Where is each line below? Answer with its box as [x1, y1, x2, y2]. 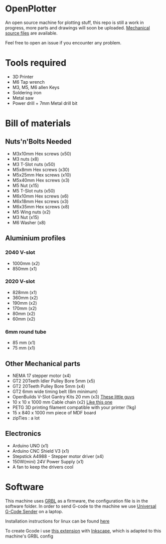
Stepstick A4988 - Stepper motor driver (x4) [12, 453, 104, 459]
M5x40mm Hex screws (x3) [12, 177, 70, 183]
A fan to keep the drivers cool [12, 464, 74, 470]
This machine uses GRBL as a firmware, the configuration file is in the [5, 498, 148, 504]
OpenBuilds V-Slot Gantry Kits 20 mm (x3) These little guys [12, 393, 135, 399]
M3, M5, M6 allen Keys [12, 84, 60, 90]
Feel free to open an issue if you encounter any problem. [5, 39, 122, 45]
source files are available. [5, 30, 58, 36]
